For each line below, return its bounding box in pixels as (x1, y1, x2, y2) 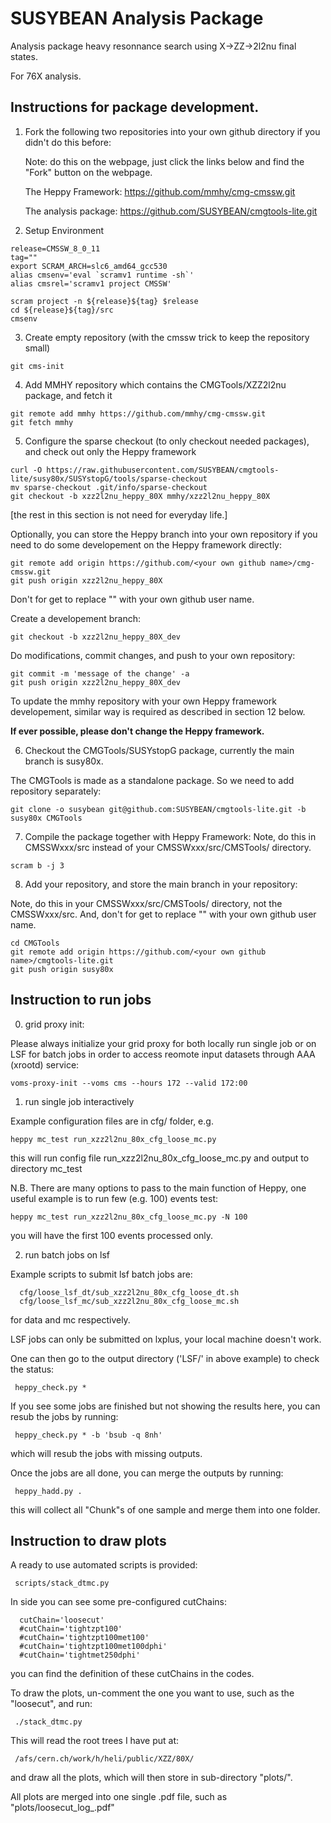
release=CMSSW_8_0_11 (10, 243, 101, 254)
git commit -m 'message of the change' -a (10, 668, 190, 679)
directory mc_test (10, 1162, 83, 1174)
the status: (10, 1363, 55, 1375)
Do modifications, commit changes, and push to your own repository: (10, 649, 296, 661)
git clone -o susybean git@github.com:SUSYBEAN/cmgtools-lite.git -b (10, 804, 307, 814)
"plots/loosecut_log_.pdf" (10, 1802, 115, 1814)
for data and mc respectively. (10, 1313, 131, 1326)
